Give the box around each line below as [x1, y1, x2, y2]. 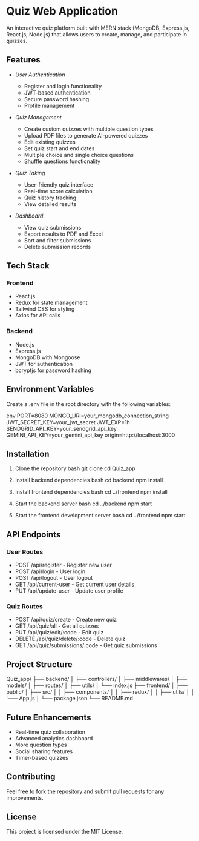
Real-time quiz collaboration [15, 728, 86, 736]
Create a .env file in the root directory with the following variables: [6, 400, 171, 407]
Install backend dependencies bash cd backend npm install [15, 477, 163, 484]
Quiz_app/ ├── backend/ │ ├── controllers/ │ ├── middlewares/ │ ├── [6, 676, 188, 683]
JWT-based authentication [24, 89, 91, 96]
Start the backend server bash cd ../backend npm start [15, 500, 152, 507]
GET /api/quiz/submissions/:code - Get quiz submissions [15, 642, 157, 649]
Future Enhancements [6, 712, 92, 722]
